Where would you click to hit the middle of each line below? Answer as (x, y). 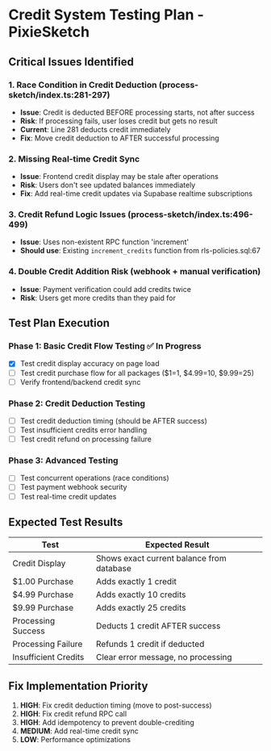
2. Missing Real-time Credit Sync (74, 159)
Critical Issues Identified (71, 62)
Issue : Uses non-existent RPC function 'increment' (104, 242)
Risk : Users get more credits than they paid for (98, 298)
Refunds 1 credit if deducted (150, 645)
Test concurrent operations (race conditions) (94, 478)
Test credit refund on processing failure (85, 439)
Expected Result (177, 544)
